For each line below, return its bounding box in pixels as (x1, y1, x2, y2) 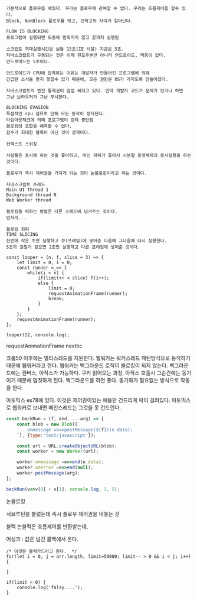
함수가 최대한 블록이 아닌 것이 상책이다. (6, 129, 91, 135)
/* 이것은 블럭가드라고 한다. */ (6, 548, 77, 554)
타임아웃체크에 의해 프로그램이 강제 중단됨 (6, 117, 94, 123)
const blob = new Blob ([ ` (17, 421, 81, 427)
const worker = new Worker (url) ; (17, 449, 99, 454)
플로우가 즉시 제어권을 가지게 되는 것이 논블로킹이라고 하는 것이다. (6, 170, 147, 176)
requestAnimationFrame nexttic (6, 342, 83, 349)
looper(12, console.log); (6, 332, 70, 338)
